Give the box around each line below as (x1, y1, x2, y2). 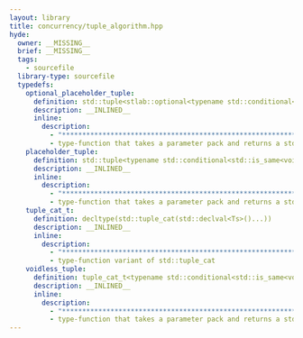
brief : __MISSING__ (17, 47, 91, 56)
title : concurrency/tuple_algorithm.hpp (9, 22, 164, 31)
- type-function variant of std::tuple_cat (49, 256, 216, 266)
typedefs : (17, 80, 54, 89)
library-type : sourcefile (17, 72, 115, 81)
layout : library (9, 13, 70, 23)
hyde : (9, 30, 30, 39)
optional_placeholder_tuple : (25, 88, 135, 97)
